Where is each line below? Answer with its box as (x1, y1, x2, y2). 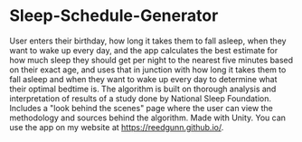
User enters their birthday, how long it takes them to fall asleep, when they (9, 35, 287, 46)
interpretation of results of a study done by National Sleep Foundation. (9, 92, 272, 104)
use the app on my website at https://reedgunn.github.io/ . (9, 121, 224, 132)
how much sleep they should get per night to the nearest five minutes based (9, 54, 294, 65)
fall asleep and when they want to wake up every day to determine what (9, 73, 278, 84)
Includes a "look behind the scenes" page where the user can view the (9, 102, 273, 113)
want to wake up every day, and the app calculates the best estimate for (9, 44, 278, 55)
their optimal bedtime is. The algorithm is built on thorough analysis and (9, 83, 277, 94)
